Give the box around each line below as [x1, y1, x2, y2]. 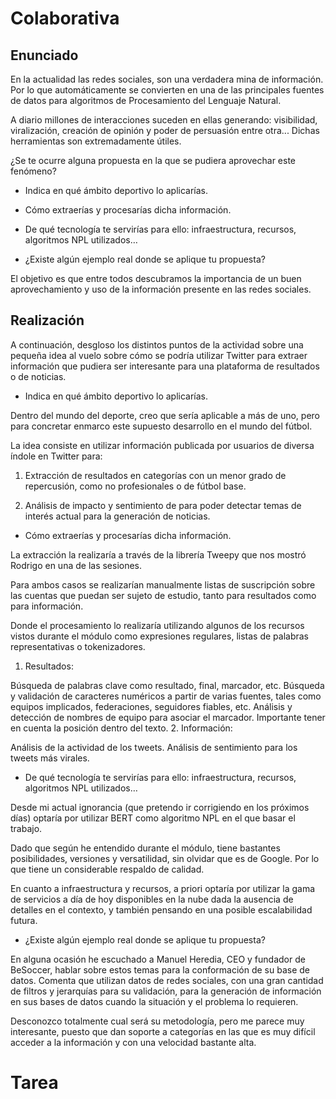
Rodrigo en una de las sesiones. [10, 559, 143, 571]
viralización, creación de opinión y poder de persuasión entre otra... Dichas [10, 125, 320, 136]
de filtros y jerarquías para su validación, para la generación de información [10, 985, 322, 997]
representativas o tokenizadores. [10, 640, 146, 652]
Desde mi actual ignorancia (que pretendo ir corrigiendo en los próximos [10, 801, 310, 813]
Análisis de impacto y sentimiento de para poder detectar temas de [24, 499, 302, 511]
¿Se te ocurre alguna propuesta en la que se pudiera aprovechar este [10, 155, 297, 166]
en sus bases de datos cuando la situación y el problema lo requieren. [10, 995, 299, 1007]
